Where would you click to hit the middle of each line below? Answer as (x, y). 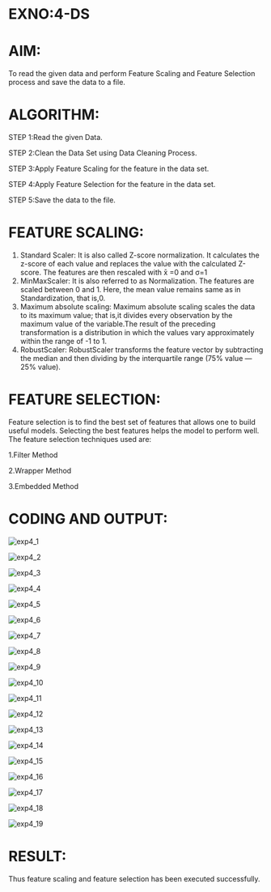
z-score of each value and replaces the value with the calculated (128, 263)
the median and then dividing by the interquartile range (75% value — (136, 358)
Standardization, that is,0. (63, 298)
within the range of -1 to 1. (64, 341)
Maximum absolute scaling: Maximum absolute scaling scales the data (138, 307)
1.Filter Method (33, 455)
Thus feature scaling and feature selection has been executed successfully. (134, 878)
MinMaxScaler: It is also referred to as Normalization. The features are (137, 281)
